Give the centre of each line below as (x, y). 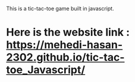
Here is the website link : (68, 32)
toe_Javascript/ (46, 70)
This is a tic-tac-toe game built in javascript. (60, 9)
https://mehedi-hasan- (65, 45)
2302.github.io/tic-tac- (65, 58)
